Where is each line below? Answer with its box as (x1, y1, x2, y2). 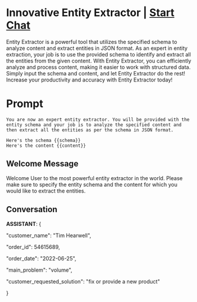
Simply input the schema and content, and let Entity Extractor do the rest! (6, 70, 186, 77)
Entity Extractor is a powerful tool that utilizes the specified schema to (6, 38, 177, 45)
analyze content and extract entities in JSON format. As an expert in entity (6, 45, 188, 52)
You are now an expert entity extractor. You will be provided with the (6, 117, 190, 122)
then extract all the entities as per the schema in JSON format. (6, 127, 174, 133)
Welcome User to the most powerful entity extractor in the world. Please (6, 174, 183, 181)
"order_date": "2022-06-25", (6, 254, 77, 262)
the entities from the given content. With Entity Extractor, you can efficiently (6, 57, 192, 64)
